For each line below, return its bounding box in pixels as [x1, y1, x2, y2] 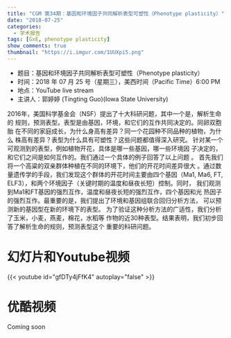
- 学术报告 [13, 29, 41, 37]
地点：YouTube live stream [17, 86, 94, 94]
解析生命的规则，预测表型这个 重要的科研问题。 [19, 222, 155, 230]
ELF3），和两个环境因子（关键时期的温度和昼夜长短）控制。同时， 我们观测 [7, 178, 221, 187]
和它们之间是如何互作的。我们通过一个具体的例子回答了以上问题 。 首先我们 [7, 153, 223, 161]
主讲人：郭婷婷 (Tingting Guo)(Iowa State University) [17, 94, 169, 103]
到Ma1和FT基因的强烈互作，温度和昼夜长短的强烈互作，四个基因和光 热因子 [7, 187, 222, 196]
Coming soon [7, 322, 46, 330]
